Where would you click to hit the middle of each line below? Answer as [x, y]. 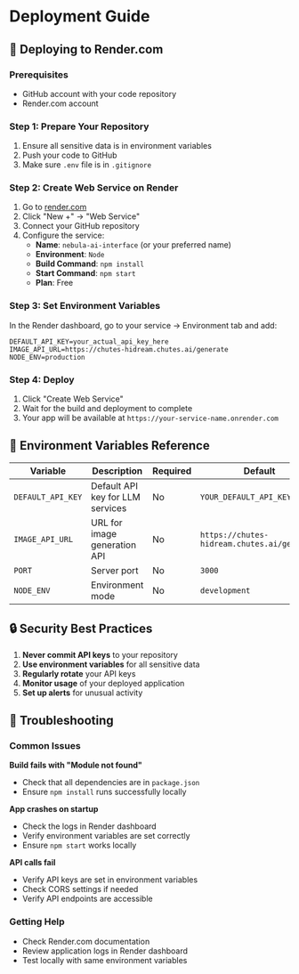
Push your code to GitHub [69, 155]
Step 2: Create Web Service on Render [94, 188]
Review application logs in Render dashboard [105, 951]
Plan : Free [54, 283]
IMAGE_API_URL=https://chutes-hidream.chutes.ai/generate [119, 349]
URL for [106, 523]
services [109, 507]
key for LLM [115, 497]
